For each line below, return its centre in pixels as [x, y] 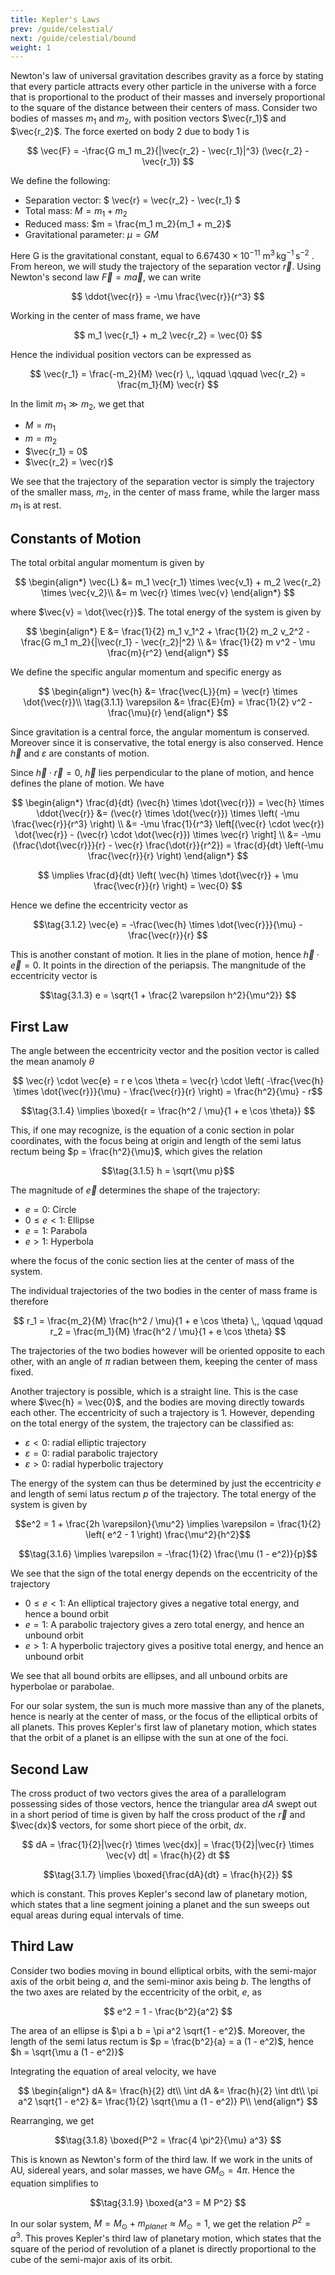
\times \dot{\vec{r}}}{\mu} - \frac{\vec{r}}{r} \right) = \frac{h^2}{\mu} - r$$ [168, 1092]
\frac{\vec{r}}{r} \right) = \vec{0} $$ [168, 886]
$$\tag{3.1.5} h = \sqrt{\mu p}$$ [168, 1171]
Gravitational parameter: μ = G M [91, 234]
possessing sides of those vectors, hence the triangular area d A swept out [164, 1803]
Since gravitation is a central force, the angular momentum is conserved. [160, 732]
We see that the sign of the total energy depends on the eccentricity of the [164, 1573]
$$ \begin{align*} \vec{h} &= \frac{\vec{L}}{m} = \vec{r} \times [168, 692]
